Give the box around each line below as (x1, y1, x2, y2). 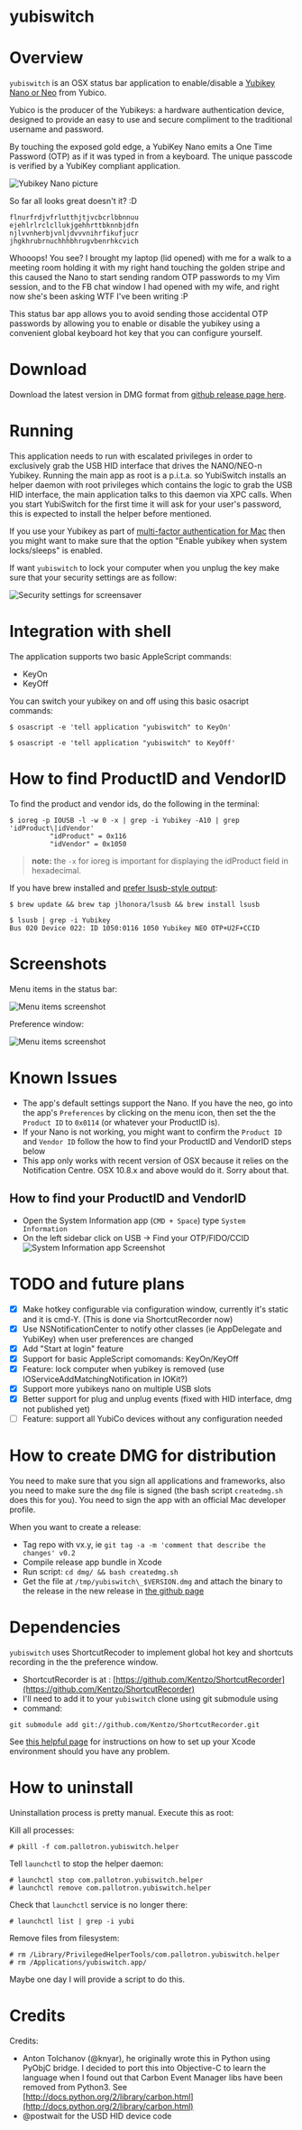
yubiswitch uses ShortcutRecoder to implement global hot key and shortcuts (9, 1647, 294, 1658)
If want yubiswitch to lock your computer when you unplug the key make (9, 563, 279, 573)
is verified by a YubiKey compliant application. (9, 161, 181, 172)
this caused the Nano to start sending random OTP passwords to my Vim (9, 272, 280, 283)
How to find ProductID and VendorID (9, 769, 287, 789)
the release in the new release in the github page (22, 1585, 205, 1596)
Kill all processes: (9, 1825, 75, 1836)
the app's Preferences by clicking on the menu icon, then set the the (22, 1107, 277, 1117)
